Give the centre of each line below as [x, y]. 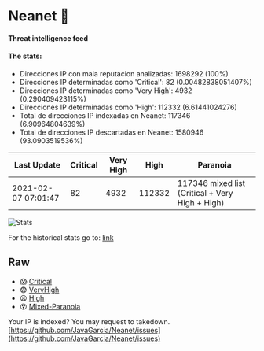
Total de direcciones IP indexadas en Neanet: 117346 [105, 115]
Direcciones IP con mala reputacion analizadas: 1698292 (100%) [124, 73]
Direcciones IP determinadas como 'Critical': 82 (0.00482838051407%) [136, 82]
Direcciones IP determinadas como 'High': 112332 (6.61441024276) [128, 107]
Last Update [38, 164]
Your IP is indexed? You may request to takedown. [89, 321]
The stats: [25, 56]
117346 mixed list [211, 183]
